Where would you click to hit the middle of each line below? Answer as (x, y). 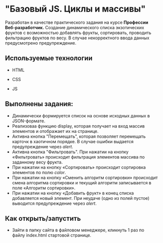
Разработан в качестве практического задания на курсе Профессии (77, 22)
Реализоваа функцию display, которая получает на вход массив (78, 126)
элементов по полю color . (39, 172)
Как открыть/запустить (43, 219)
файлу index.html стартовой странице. (51, 235)
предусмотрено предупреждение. (41, 43)
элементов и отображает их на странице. (55, 131)
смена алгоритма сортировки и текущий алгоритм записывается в (82, 182)
